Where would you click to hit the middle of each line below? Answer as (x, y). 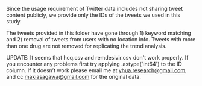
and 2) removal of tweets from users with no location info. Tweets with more (101, 39)
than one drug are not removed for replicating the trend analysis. (87, 46)
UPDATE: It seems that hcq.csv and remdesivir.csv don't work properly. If (97, 57)
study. (14, 21)
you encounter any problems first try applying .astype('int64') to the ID (94, 64)
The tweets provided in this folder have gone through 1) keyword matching (99, 33)
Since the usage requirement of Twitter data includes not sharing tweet (95, 9)
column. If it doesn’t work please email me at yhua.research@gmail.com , (96, 70)
